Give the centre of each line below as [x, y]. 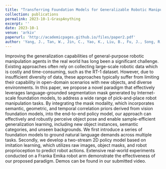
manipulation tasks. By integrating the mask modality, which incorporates [80, 103]
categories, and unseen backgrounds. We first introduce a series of [74, 129]
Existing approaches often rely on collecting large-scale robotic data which [82, 66]
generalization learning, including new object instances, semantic [72, 124]
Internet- [146, 92]
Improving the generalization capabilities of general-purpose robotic [75, 56]
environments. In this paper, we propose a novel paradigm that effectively [80, 87]
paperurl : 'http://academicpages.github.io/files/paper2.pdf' [70, 38]
